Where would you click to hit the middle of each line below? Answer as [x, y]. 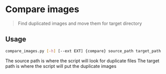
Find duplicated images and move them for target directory [80, 23]
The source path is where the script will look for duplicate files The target [82, 61]
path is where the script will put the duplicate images [61, 66]
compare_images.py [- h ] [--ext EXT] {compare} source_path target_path [83, 51]
